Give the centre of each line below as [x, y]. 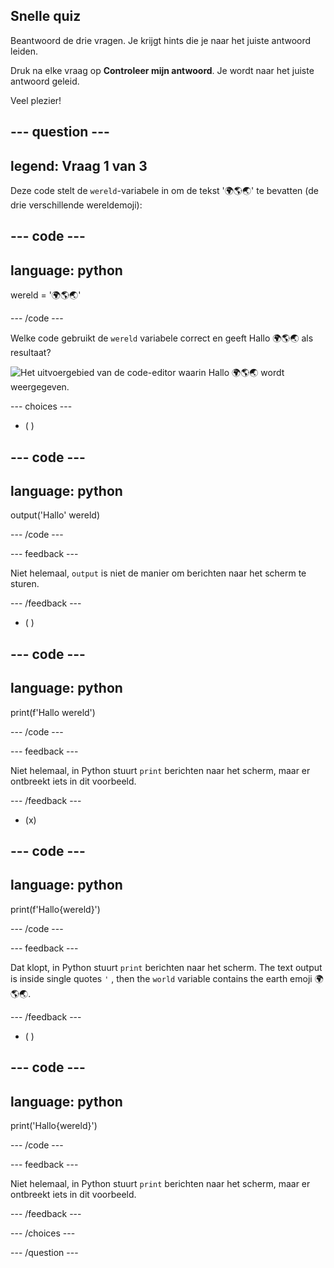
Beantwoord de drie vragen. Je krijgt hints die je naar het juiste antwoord [161, 40]
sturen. [25, 584]
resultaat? [31, 353]
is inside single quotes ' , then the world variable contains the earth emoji [161, 978]
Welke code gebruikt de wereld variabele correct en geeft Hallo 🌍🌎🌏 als [162, 338]
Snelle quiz [46, 16]
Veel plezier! [36, 100]
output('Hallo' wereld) [55, 515]
